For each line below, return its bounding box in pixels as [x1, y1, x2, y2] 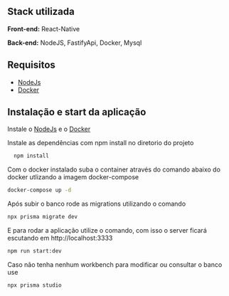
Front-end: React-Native [7, 24, 80, 33]
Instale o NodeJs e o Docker [7, 125, 91, 134]
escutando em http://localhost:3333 [7, 234, 113, 243]
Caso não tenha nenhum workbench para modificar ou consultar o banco [7, 260, 223, 269]
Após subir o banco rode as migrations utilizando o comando [7, 199, 186, 208]
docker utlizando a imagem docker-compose [7, 173, 139, 181]
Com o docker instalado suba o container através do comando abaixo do [7, 165, 220, 174]
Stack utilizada [7, 6, 75, 18]
